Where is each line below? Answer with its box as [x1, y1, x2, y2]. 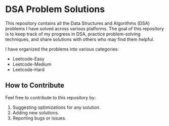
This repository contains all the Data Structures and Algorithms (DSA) [5, 20, 150, 26]
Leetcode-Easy [12, 55, 45, 61]
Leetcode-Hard [12, 67, 45, 73]
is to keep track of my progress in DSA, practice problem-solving [5, 31, 141, 37]
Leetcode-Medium [12, 61, 52, 67]
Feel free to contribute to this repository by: [5, 94, 96, 100]
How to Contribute [5, 81, 65, 90]
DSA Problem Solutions [5, 4, 105, 15]
